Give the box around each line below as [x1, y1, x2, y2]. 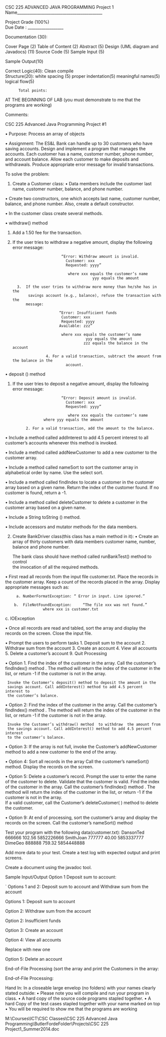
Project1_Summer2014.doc [5, 1026, 59, 1032]
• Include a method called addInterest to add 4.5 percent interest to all [5, 435, 149, 440]
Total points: [18, 88, 48, 93]
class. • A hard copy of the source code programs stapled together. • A [5, 995, 151, 1001]
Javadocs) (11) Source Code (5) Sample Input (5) [5, 49, 105, 55]
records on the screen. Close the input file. [5, 630, 93, 636]
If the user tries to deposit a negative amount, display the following [12, 381, 149, 386]
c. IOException [5, 615, 35, 621]
